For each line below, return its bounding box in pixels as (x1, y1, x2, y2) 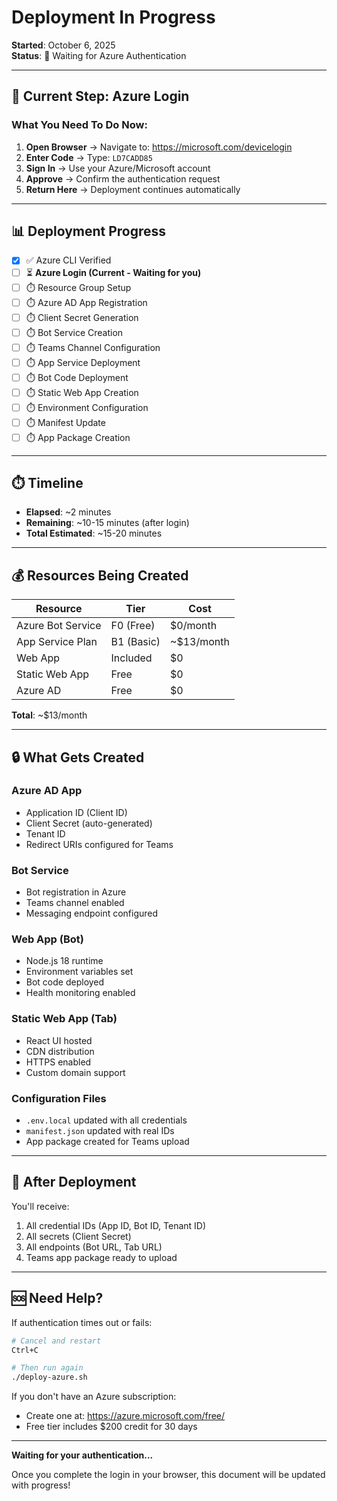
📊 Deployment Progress (11, 223, 167, 240)
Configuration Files (11, 1091, 107, 1105)
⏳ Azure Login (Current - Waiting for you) (25, 266, 202, 278)
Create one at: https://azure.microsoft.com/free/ (25, 1410, 226, 1422)
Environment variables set (25, 966, 134, 978)
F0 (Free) (110, 619, 156, 633)
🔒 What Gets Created (11, 749, 145, 766)
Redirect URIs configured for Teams (25, 838, 174, 850)
